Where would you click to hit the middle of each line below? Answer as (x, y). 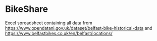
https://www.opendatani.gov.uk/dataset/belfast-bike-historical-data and (79, 28)
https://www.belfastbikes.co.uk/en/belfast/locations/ (59, 33)
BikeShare (26, 9)
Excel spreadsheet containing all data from (49, 23)
